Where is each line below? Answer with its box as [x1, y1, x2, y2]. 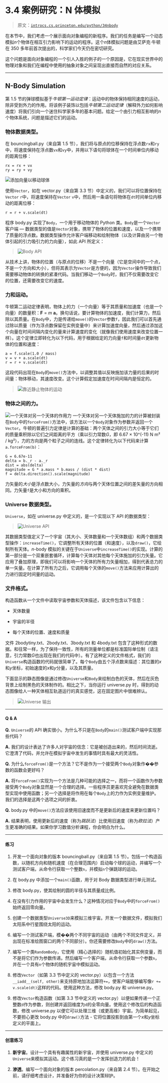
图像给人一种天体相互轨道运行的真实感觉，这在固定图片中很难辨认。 [9, 688, 150, 694]
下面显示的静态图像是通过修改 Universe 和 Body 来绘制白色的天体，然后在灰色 [5, 675, 159, 682]
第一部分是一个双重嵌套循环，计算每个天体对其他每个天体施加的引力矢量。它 [5, 552, 163, 558]
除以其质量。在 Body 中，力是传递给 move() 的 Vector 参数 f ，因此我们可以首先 [5, 316, 157, 322]
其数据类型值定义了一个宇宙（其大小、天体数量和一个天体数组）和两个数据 [5, 533, 158, 539]
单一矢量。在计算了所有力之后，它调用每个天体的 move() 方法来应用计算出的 [5, 565, 159, 571]
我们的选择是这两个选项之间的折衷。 [5, 797, 80, 803]
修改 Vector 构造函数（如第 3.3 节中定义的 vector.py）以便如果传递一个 [12, 995, 156, 1001]
